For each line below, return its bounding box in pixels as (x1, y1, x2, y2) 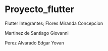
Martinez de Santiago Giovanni (5, 30, 69, 36)
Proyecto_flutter (5, 4, 74, 15)
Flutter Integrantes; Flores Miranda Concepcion (5, 20, 103, 26)
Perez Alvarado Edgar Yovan (5, 39, 64, 46)
